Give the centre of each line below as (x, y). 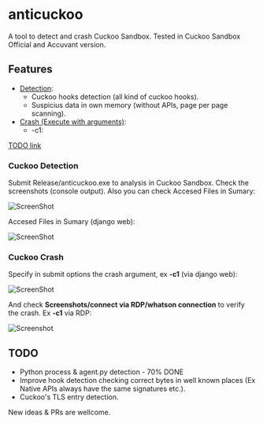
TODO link (25, 145)
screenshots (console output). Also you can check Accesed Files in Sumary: (132, 191)
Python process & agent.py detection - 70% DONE (101, 372)
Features (30, 70)
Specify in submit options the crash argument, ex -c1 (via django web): (123, 274)
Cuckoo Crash (36, 257)
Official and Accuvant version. (57, 44)
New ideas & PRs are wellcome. (59, 412)
